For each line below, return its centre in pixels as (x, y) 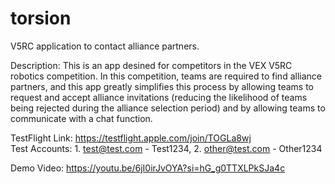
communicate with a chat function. (81, 118)
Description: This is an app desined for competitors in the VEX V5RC (151, 65)
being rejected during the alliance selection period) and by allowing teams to (168, 108)
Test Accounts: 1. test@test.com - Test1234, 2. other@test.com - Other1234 (166, 148)
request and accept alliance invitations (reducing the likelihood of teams (159, 97)
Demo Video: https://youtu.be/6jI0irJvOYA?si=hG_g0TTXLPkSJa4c (148, 168)
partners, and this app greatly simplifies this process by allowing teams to (162, 86)
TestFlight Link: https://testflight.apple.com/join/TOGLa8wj (131, 138)
